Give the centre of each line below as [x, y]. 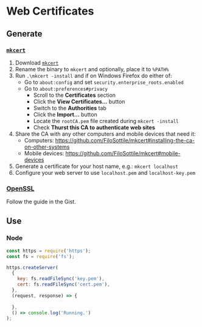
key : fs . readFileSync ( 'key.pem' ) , [61, 279]
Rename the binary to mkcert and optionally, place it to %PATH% [92, 69]
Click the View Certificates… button [79, 101]
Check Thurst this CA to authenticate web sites [94, 127]
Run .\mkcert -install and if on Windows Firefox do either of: [93, 76]
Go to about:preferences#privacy [66, 88]
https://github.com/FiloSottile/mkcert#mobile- [123, 153]
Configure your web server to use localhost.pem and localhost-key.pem [105, 172]
